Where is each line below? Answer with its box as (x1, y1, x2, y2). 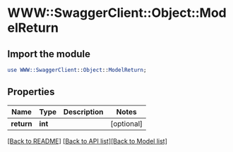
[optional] (110, 118, 143, 128)
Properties (7, 86, 55, 98)
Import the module (7, 48, 90, 60)
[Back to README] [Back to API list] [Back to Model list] (7, 137, 167, 145)
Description (63, 107, 104, 117)
